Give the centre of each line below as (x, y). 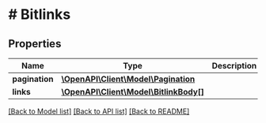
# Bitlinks (40, 15)
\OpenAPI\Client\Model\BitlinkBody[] (133, 92)
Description (234, 66)
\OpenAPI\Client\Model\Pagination (128, 79)
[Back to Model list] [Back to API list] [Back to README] (99, 111)
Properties (35, 44)
